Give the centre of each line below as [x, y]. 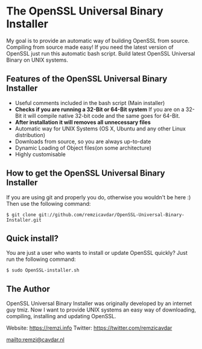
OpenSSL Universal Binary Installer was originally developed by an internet [99, 304]
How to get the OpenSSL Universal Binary [86, 173]
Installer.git [24, 220]
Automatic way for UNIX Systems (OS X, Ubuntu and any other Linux [100, 129]
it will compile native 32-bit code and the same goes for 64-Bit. [102, 115]
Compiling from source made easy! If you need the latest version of [90, 47]
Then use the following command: [49, 203]
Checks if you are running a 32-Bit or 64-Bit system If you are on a [100, 109]
